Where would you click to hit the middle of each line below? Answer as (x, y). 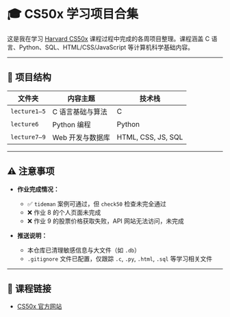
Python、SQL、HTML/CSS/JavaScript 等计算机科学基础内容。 (106, 47)
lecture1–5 (28, 111)
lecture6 (25, 124)
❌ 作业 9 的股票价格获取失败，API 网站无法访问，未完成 (106, 221)
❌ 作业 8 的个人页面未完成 (64, 212)
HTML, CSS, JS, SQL (150, 137)
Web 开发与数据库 (81, 137)
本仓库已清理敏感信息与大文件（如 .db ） (84, 250)
